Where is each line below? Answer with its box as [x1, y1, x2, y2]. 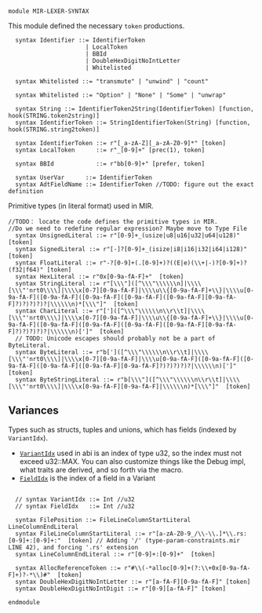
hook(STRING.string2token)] [8, 126, 100, 133]
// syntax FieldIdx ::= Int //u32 [15, 502, 135, 510]
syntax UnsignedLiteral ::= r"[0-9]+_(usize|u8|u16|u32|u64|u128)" [15, 232, 241, 239]
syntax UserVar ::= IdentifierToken [15, 173, 153, 181]
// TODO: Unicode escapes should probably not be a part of [15, 334, 216, 342]
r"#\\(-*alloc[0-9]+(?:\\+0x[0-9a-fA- [124, 564, 251, 572]
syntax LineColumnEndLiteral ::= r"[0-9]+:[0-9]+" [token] [15, 550, 216, 558]
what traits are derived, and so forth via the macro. [19, 465, 184, 474]
